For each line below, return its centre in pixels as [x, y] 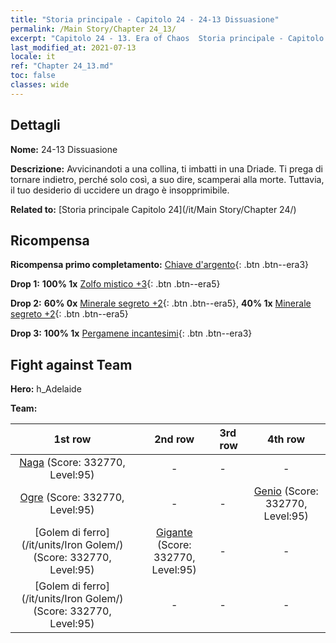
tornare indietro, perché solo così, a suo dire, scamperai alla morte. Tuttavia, [167, 179]
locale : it [33, 57]
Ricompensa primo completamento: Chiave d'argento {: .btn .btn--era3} [160, 265]
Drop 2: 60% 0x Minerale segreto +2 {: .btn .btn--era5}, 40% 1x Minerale [161, 303]
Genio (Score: [286, 491]
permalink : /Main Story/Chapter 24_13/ [93, 29]
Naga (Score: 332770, [72, 463]
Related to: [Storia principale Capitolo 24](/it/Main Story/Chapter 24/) [153, 209]
